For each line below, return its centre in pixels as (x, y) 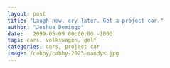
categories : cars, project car (54, 47)
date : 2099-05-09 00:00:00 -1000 (60, 34)
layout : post (27, 14)
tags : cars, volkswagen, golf (52, 40)
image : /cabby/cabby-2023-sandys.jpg (63, 54)
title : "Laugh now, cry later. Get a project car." (85, 21)
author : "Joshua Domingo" (46, 27)
